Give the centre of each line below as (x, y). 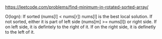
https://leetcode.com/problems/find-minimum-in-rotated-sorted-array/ (77, 7)
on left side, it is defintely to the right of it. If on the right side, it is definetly (81, 27)
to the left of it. (20, 32)
